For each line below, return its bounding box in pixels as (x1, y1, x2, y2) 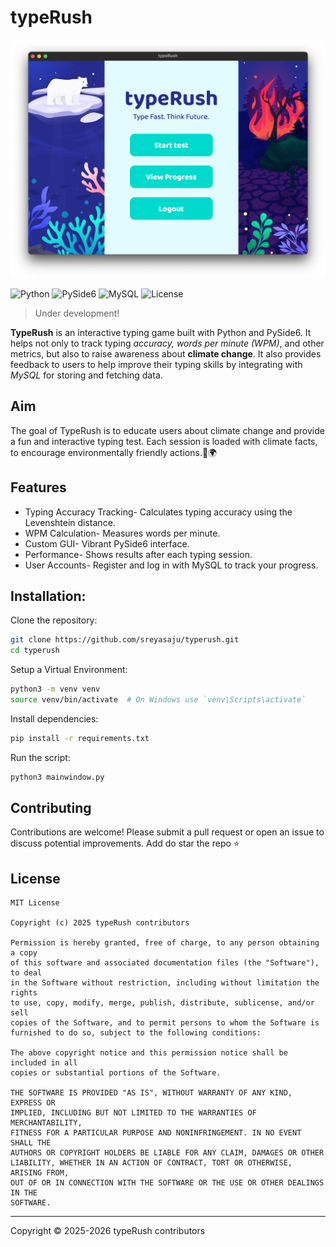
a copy (10, 948, 38, 958)
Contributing (10, 799, 92, 816)
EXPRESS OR (10, 1098, 56, 1108)
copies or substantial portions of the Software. (10, 1068, 222, 1078)
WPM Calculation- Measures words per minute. (24, 527, 221, 539)
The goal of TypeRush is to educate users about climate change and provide (10, 424, 325, 436)
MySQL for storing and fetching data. (10, 369, 163, 381)
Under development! (34, 307, 120, 319)
